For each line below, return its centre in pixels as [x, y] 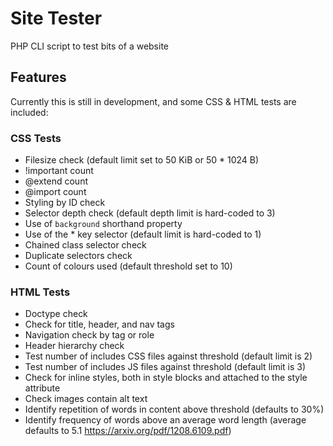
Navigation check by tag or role [89, 335]
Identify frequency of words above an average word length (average [165, 420]
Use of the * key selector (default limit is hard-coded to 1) [143, 234]
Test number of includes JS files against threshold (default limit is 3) [165, 367]
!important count [59, 171]
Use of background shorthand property [103, 224]
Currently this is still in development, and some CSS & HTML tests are [153, 101]
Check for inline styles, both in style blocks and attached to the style [166, 378]
